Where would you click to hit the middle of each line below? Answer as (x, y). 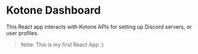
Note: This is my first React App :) (62, 45)
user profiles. (22, 33)
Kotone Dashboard (54, 10)
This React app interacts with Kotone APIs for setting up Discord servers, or (99, 27)
